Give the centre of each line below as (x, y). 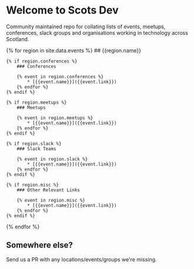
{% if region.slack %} (34, 144)
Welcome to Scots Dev (62, 10)
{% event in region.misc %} (51, 200)
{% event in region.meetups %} (55, 118)
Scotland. (18, 39)
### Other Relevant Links (48, 190)
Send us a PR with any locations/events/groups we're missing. (81, 259)
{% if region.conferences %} (42, 61)
